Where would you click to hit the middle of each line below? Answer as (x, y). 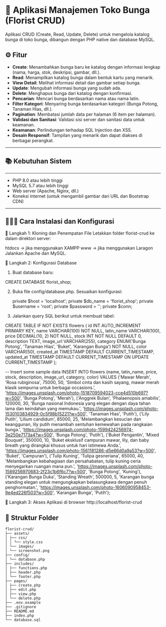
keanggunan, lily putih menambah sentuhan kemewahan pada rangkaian (79, 424)
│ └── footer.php (23, 577)
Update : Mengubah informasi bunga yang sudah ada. (67, 88)
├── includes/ (20, 564)
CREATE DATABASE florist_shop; (38, 282)
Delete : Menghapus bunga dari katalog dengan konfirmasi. (72, 93)
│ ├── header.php (23, 573)
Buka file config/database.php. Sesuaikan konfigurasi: (67, 292)
